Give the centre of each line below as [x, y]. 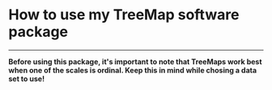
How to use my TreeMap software [124, 15]
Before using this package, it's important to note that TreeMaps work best [135, 61]
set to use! [27, 79]
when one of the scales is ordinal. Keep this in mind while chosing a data [133, 70]
